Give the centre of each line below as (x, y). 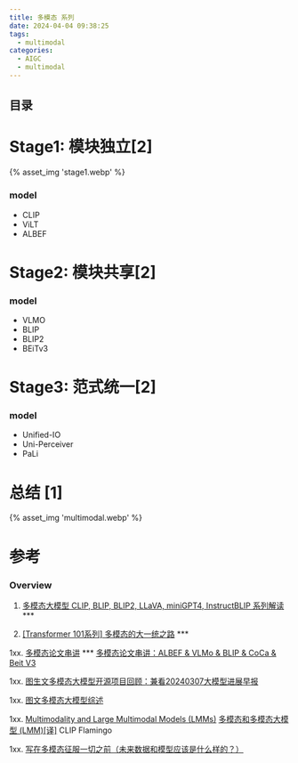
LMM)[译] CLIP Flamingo (67, 730)
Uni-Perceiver (48, 444)
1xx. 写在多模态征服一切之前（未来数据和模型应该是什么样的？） (126, 749)
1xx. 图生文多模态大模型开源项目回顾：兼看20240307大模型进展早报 (134, 681)
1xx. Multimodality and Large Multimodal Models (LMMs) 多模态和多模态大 (145, 718)
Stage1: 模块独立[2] (81, 147)
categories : (31, 51)
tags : (19, 34)
